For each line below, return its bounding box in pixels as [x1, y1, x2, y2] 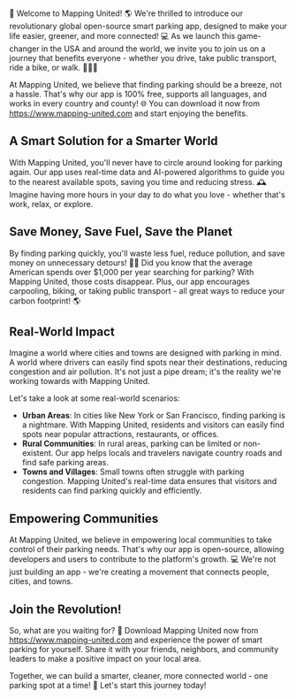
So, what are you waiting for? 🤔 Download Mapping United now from [9, 626, 259, 636]
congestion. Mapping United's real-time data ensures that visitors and [21, 476, 277, 487]
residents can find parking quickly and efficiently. [21, 486, 202, 496]
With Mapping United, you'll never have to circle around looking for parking [9, 157, 283, 167]
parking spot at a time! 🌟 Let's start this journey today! [9, 680, 207, 691]
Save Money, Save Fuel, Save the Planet [9, 225, 232, 240]
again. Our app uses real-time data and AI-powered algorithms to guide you [9, 166, 285, 177]
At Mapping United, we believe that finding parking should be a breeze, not [9, 80, 283, 89]
